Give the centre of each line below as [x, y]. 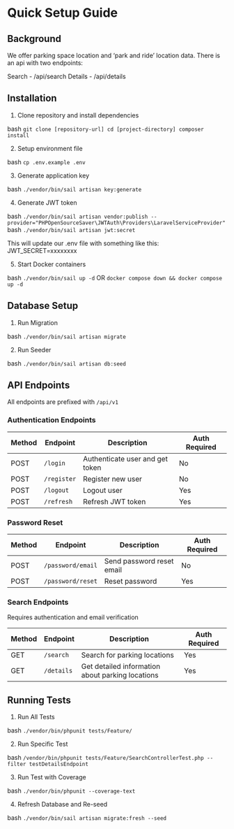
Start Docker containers [52, 264]
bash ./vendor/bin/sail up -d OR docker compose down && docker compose [115, 277]
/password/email [71, 565]
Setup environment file [50, 148]
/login [55, 463]
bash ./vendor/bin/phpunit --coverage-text [71, 791]
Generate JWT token [47, 202]
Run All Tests [36, 717]
